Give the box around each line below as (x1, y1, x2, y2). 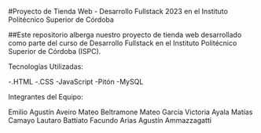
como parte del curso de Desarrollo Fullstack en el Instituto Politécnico (8, 38, 237, 48)
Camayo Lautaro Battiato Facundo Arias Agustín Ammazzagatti (8, 116, 212, 124)
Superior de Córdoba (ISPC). (8, 47, 101, 56)
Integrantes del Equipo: (8, 92, 84, 101)
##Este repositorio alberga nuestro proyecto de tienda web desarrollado (8, 31, 242, 39)
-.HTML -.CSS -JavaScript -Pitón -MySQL (8, 77, 144, 86)
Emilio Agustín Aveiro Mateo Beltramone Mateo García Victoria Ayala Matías (8, 107, 253, 117)
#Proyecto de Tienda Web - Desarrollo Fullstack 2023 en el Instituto (8, 7, 228, 16)
